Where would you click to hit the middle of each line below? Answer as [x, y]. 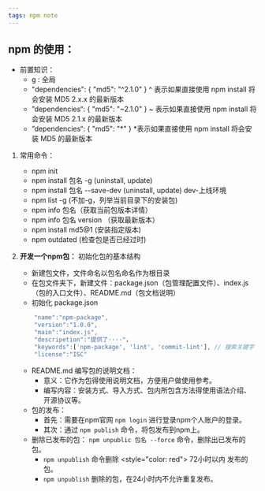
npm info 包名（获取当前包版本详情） [91, 210]
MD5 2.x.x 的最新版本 [89, 99]
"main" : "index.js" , [66, 333]
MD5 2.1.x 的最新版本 [88, 119]
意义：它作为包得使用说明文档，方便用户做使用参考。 [130, 380]
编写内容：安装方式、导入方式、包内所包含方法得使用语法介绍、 [147, 390]
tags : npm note [33, 15]
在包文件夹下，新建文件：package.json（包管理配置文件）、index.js [140, 283]
